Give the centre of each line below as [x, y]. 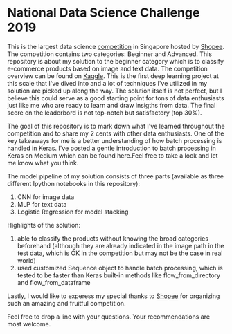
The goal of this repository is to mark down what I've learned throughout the [116, 126]
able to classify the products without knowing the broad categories [113, 238]
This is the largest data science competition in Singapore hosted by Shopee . [116, 46]
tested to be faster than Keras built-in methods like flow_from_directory [118, 275]
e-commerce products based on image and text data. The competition [107, 68]
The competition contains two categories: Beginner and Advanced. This [110, 54]
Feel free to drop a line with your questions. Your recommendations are [108, 317]
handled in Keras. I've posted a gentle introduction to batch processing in [112, 148]
